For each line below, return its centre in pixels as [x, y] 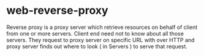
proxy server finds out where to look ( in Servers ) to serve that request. [97, 46]
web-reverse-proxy [57, 11]
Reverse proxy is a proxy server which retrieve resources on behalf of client [102, 27]
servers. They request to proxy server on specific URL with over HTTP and [100, 40]
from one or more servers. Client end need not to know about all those [95, 33]
